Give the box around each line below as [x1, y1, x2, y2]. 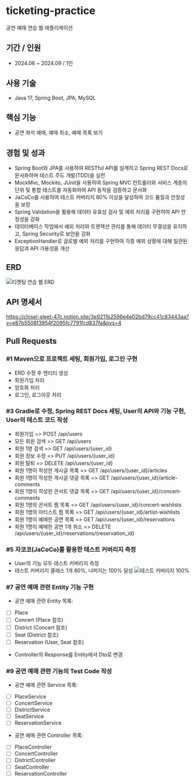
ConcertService [14, 700, 52, 707]
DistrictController [14, 757, 56, 764]
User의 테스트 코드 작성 [6, 416, 68, 424]
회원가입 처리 [14, 376, 45, 383]
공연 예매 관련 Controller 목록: [14, 732, 83, 739]
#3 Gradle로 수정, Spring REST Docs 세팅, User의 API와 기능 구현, [6, 407, 186, 416]
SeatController [14, 763, 49, 770]
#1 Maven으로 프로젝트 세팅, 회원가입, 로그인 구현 [6, 355, 138, 363]
